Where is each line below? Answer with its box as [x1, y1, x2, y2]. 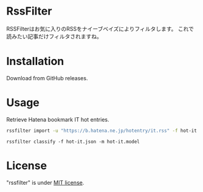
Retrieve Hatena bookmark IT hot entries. [6, 115, 109, 123]
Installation [6, 55, 64, 68]
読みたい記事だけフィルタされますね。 [6, 32, 102, 40]
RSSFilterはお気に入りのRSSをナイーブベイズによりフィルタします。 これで [6, 25, 194, 32]
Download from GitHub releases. [6, 74, 88, 81]
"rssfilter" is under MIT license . [6, 179, 84, 186]
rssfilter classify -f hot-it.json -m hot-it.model [6, 139, 140, 145]
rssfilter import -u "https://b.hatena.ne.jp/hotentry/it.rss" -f [6, 128, 178, 134]
